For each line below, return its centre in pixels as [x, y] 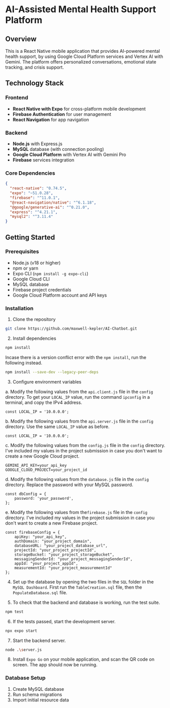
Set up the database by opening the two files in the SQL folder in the [83, 582]
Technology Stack [35, 83]
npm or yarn [25, 268]
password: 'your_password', [44, 498]
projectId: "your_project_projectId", [55, 550]
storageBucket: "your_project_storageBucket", [64, 555]
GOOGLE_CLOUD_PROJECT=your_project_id [46, 470]
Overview [21, 39]
